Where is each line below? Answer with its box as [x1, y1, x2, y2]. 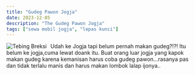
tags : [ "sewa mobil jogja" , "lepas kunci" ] [6, 26, 119, 32]
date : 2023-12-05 [6, 15, 51, 21]
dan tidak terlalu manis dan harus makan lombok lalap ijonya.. [6, 62, 161, 70]
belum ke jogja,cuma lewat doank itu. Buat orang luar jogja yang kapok [6, 49, 184, 57]
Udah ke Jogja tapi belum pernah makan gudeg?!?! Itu [50, 43, 186, 50]
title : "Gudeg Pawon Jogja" [6, 9, 78, 15]
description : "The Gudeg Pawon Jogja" [6, 20, 105, 26]
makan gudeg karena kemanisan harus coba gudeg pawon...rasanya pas [6, 55, 189, 63]
